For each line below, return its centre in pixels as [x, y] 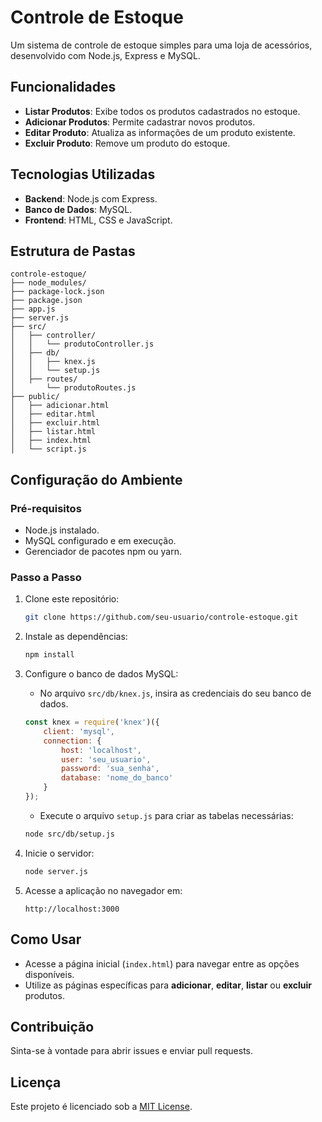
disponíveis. [49, 974]
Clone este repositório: [72, 599]
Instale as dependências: [76, 637]
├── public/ [35, 397]
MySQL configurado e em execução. [100, 541]
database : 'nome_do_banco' [117, 778]
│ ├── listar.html [53, 432]
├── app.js [33, 309]
